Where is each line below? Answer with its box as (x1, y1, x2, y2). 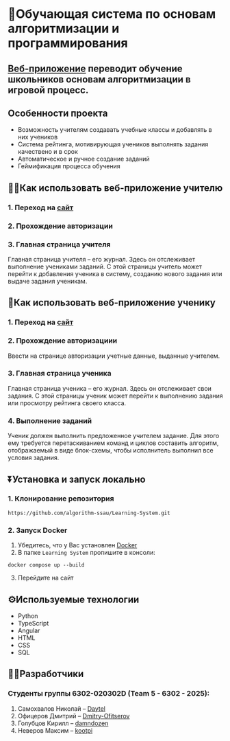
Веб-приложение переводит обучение (8, 62, 183, 74)
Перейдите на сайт (17, 573, 74, 582)
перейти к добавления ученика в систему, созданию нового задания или (8, 269, 222, 277)
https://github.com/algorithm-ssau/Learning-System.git (8, 510, 170, 516)
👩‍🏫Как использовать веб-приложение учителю (8, 182, 223, 194)
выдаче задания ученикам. (8, 277, 88, 285)
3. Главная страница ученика (8, 369, 112, 378)
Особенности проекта (8, 107, 108, 119)
